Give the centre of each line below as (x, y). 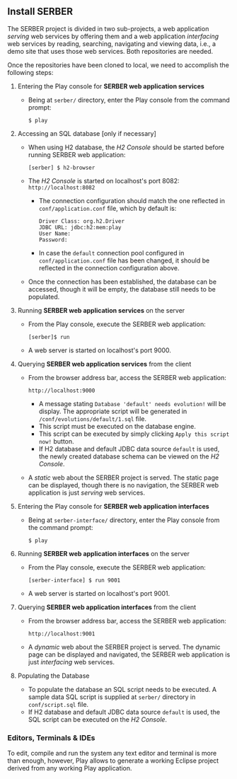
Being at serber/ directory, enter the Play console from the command (129, 100)
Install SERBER (40, 12)
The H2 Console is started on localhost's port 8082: (104, 180)
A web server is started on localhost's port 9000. (100, 350)
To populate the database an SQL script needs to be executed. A (122, 689)
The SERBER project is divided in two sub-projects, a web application (108, 28)
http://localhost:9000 (62, 391)
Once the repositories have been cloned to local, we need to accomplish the (118, 65)
